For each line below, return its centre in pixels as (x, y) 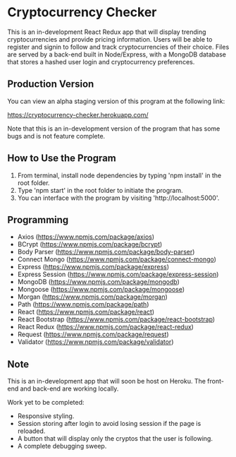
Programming (38, 220)
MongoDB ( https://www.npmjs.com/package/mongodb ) (98, 282)
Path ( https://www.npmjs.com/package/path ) (83, 304)
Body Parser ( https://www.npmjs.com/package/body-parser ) (106, 252)
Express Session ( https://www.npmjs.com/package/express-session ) (118, 274)
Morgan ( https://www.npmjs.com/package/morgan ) (92, 297)
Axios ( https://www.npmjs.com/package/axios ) (86, 237)
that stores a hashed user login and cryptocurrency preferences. (101, 61)
